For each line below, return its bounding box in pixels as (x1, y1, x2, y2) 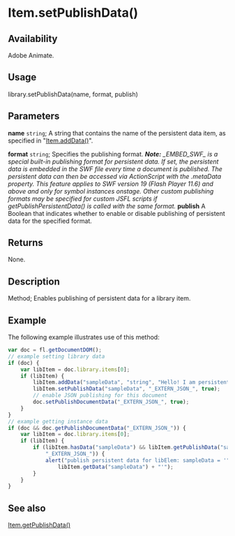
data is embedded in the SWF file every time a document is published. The (8, 164, 222, 173)
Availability (8, 33, 58, 45)
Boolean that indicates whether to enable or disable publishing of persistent (8, 209, 225, 217)
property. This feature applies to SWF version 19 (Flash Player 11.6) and (8, 180, 213, 188)
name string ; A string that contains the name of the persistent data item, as (8, 129, 226, 137)
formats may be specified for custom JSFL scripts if (8, 194, 158, 203)
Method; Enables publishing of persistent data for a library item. (8, 294, 191, 303)
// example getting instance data (8, 418, 109, 425)
